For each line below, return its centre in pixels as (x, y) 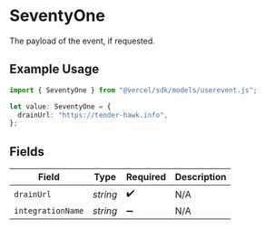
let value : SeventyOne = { (60, 106)
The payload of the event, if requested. (83, 41)
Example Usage (54, 69)
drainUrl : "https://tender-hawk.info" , (93, 115)
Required (146, 177)
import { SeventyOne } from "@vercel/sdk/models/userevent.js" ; (133, 90)
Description (201, 177)
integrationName (49, 211)
